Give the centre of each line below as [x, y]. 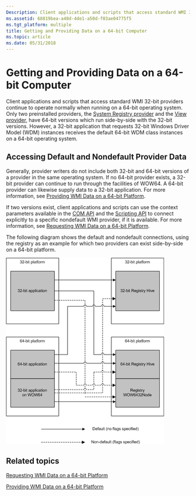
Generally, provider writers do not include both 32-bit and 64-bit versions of [98, 171]
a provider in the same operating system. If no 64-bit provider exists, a [91, 177]
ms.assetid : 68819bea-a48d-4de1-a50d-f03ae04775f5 [69, 18]
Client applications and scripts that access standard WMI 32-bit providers [95, 101]
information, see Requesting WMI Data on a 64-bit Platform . [78, 226]
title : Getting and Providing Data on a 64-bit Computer [77, 31]
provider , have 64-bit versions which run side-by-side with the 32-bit [89, 120]
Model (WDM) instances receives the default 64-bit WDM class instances [94, 132]
